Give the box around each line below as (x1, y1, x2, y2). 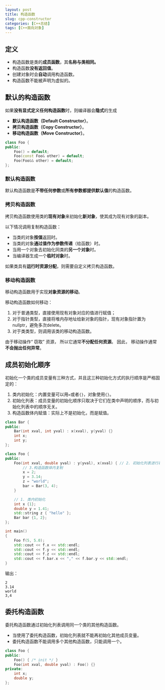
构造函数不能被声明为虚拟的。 (12, 77, 73, 83)
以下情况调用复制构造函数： (5, 224, 61, 230)
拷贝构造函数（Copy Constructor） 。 (12, 124, 87, 130)
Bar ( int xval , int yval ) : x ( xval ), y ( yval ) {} (14, 429, 113, 434)
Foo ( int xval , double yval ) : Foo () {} (14, 662, 96, 667)
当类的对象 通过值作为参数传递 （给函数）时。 (12, 240, 103, 246)
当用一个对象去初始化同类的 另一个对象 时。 (12, 246, 99, 252)
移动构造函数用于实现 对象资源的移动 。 (5, 289, 82, 295)
